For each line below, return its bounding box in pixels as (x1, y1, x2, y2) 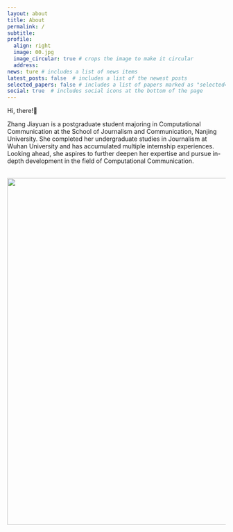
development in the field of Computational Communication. (25, 157, 194, 165)
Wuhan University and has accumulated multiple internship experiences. (7, 142, 214, 151)
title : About (7, 17, 45, 24)
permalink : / (7, 23, 45, 30)
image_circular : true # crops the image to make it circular (13, 55, 194, 62)
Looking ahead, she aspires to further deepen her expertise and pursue (7, 150, 212, 158)
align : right (13, 42, 51, 49)
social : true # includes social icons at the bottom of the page (7, 87, 203, 94)
